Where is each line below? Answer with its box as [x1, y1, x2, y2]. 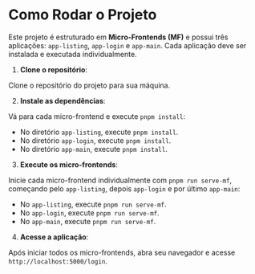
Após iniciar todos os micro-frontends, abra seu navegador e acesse [8, 247, 236, 257]
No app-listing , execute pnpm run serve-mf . [19, 199, 167, 209]
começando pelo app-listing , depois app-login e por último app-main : [8, 183, 241, 194]
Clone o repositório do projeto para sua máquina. [8, 80, 171, 90]
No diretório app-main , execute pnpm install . [19, 144, 168, 153]
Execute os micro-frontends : [19, 159, 119, 170]
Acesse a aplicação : [19, 231, 89, 242]
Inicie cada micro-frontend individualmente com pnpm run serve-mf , [8, 175, 233, 185]
